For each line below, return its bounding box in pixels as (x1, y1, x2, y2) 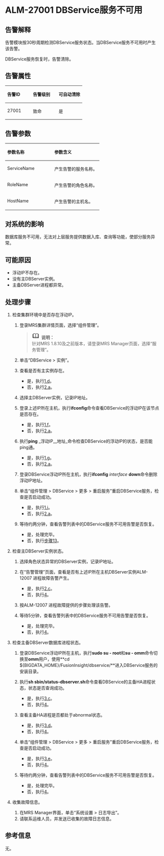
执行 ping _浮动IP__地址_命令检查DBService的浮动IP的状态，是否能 (19, 438, 153, 444)
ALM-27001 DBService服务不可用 (5, 4, 143, 16)
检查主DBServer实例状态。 (12, 548, 66, 554)
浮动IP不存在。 (12, 270, 43, 276)
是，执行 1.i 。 (26, 504, 53, 511)
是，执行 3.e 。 (26, 756, 55, 762)
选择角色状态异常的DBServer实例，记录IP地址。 (19, 558, 116, 565)
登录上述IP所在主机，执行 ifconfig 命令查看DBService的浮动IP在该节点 (19, 405, 160, 411)
